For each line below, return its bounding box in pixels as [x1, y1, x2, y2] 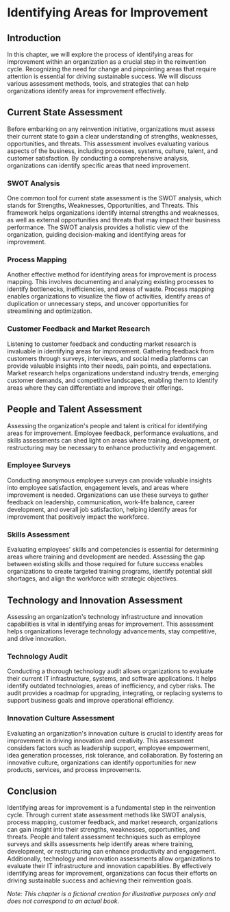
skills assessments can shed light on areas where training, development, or [7, 436, 219, 444]
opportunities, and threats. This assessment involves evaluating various [7, 139, 209, 148]
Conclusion [7, 785, 57, 797]
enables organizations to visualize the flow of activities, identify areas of [7, 292, 211, 301]
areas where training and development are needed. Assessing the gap [7, 552, 205, 561]
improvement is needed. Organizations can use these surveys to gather [7, 491, 209, 499]
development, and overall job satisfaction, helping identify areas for [7, 505, 197, 513]
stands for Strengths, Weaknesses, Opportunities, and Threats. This [7, 201, 199, 210]
